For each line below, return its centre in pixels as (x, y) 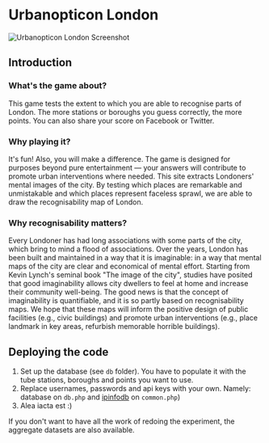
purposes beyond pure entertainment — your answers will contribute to (127, 167)
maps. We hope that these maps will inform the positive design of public (128, 310)
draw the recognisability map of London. (76, 202)
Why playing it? (40, 141)
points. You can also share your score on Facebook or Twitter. (111, 120)
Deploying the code (59, 352)
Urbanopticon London (84, 15)
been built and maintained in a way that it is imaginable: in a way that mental (135, 258)
